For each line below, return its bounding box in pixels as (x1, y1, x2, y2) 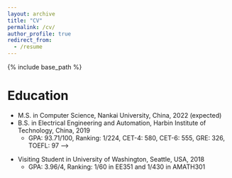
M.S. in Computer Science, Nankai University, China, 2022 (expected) (17, 111, 222, 119)
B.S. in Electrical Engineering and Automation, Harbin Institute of (17, 118, 206, 127)
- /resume (13, 43, 43, 50)
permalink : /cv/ (7, 23, 55, 30)
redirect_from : (7, 37, 53, 44)
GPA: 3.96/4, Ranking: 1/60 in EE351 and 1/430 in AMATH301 (28, 162, 206, 171)
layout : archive (7, 10, 55, 18)
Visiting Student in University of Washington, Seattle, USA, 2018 (17, 155, 204, 163)
